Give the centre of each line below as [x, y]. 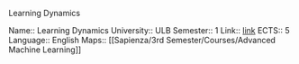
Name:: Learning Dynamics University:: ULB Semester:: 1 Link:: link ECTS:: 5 [149, 30]
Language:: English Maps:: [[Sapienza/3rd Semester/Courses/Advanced [142, 40]
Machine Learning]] [45, 50]
